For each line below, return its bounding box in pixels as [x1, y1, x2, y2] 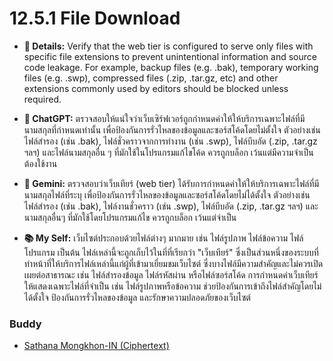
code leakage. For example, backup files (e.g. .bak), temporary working [23, 61, 319, 73]
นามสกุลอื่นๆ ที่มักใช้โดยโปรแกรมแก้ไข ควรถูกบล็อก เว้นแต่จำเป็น [23, 211, 237, 223]
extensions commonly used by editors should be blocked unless [23, 82, 289, 94]
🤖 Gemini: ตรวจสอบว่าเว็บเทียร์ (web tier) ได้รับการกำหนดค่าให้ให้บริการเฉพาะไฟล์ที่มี [23, 177, 320, 189]
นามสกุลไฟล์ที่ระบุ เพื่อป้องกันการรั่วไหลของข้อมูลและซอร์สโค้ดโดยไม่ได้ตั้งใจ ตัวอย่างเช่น [23, 188, 311, 201]
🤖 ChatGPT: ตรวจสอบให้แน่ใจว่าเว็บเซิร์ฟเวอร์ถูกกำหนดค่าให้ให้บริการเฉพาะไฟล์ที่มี [23, 112, 306, 124]
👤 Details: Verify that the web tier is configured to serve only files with [23, 40, 314, 52]
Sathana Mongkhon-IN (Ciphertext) [23, 340, 170, 352]
